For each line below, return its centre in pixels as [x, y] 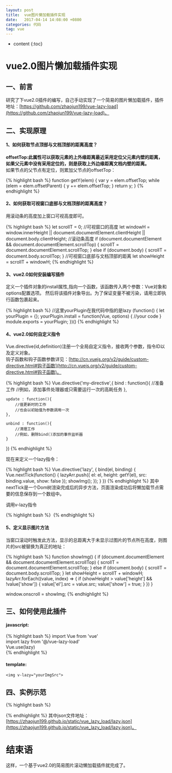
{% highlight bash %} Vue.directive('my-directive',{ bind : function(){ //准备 [85, 383]
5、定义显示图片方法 [27, 527]
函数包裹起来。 [26, 300]
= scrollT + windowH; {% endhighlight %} [50, 262]
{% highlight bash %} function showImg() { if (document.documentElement [85, 557]
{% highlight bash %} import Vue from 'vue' [52, 636]
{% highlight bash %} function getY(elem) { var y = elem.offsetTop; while [83, 180]
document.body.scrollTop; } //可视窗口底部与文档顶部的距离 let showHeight [85, 256]
